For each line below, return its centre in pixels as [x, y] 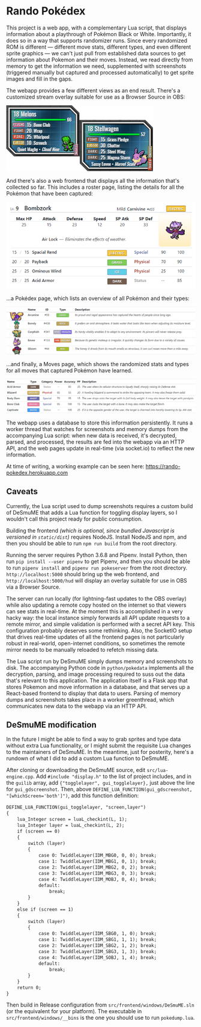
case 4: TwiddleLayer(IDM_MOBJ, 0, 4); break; [97, 880]
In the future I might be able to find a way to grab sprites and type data [94, 739]
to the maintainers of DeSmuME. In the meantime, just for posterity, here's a [100, 752]
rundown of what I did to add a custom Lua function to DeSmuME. [88, 758]
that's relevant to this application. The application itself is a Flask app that [97, 680]
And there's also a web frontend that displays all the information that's [93, 180]
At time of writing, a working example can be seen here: [75, 466]
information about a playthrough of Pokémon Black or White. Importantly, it [99, 34]
